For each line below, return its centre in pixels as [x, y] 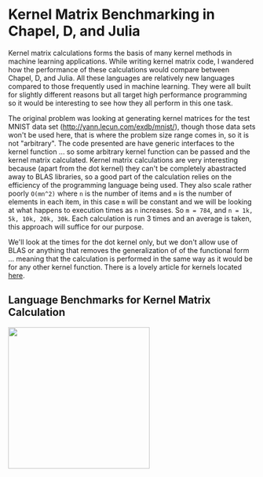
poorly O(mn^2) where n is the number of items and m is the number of [120, 193]
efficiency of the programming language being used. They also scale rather [130, 185]
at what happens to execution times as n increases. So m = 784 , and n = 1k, [131, 210]
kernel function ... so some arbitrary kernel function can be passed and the [129, 152]
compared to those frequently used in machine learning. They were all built [130, 86]
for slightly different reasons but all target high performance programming [128, 94]
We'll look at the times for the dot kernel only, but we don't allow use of [123, 242]
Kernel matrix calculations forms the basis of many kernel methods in [120, 53]
